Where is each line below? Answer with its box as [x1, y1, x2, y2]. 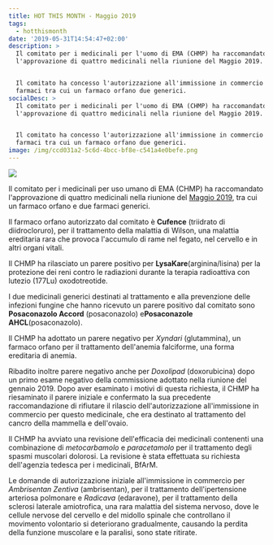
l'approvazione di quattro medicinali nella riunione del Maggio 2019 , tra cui [8, 192, 258, 202]
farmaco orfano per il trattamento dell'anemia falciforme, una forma [8, 342, 235, 351]
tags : [8, 20, 27, 28]
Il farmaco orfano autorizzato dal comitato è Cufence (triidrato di [8, 216, 226, 226]
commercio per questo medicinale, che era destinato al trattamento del [8, 409, 246, 419]
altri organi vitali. [8, 242, 64, 252]
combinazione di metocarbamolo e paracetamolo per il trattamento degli [8, 443, 252, 452]
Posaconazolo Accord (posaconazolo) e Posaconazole [8, 308, 193, 318]
